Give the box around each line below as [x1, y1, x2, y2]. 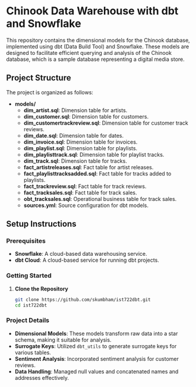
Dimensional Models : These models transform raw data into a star [14, 330, 178, 337]
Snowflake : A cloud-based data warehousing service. [14, 250, 147, 258]
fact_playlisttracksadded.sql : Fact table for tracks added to [23, 170, 172, 177]
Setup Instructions [6, 219, 77, 229]
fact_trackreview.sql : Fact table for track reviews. [23, 182, 147, 190]
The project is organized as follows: [6, 88, 94, 96]
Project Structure [6, 73, 71, 83]
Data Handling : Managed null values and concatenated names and [14, 368, 179, 375]
